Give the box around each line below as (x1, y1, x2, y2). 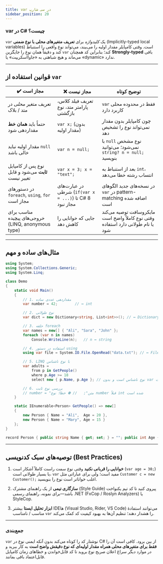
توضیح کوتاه (116, 88, 141, 95)
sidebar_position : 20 (5, 12, 49, 17)
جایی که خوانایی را (57, 215, 95, 221)
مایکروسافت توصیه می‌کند (102, 208, 155, 215)
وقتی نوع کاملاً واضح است (102, 215, 155, 221)
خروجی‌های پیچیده (8, 215, 45, 221)
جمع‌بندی (5, 527, 24, 534)
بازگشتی (57, 110, 75, 116)
